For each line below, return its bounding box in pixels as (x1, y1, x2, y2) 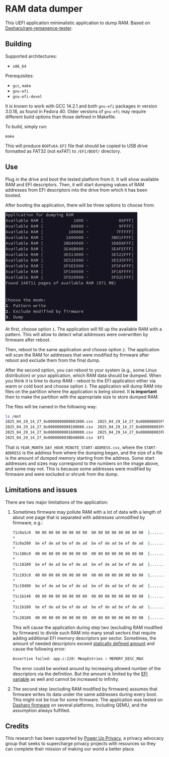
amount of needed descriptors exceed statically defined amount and (12, 640, 155, 646)
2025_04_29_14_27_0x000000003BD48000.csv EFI (5, 435, 105, 441)
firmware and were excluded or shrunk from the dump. (5, 471, 119, 477)
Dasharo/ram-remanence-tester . (5, 25, 73, 31)
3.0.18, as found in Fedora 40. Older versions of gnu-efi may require (5, 108, 146, 114)
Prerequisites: (5, 73, 34, 79)
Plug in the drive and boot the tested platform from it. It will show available (5, 176, 159, 182)
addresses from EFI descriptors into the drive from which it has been (5, 187, 147, 193)
